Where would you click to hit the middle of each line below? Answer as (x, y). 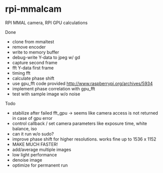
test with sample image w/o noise (46, 94)
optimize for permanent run (40, 165)
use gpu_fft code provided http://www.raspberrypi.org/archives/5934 (82, 83)
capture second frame (35, 62)
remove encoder (29, 47)
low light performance (35, 155)
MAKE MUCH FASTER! (35, 144)
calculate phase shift (33, 78)
